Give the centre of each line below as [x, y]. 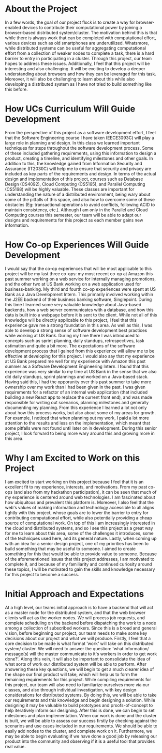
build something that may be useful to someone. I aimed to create [70, 549]
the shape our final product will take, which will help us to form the [71, 674]
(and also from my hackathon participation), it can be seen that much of [85, 492]
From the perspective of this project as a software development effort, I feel [81, 132]
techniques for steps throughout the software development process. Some [79, 148]
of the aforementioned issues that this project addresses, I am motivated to [80, 559]
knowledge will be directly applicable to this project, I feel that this [71, 320]
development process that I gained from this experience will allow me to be [80, 351]
